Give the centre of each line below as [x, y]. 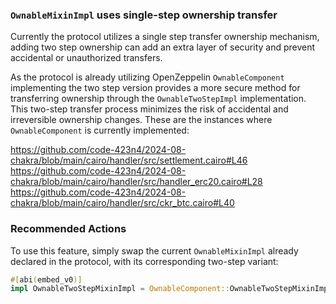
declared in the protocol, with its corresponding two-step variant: [144, 261]
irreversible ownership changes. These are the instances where [141, 120]
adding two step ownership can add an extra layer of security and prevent [163, 47]
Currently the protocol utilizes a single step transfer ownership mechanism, [165, 37]
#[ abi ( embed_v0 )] [46, 279]
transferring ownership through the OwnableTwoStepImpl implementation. [158, 99]
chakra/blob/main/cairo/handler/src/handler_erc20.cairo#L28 [136, 182]
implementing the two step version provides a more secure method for [155, 88]
